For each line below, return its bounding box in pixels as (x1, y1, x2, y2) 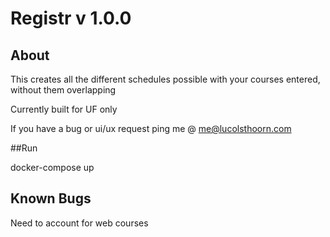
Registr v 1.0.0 (10, 7, 132, 30)
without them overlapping (10, 84, 117, 96)
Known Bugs (10, 190, 92, 207)
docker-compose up (10, 162, 95, 173)
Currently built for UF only (10, 103, 118, 115)
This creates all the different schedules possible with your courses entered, (10, 73, 321, 85)
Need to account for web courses (10, 217, 149, 229)
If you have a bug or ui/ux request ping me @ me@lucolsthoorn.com (10, 123, 292, 134)
